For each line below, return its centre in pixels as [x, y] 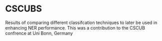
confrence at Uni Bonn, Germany [39, 33]
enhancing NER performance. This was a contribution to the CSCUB [75, 27]
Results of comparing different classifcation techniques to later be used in [81, 22]
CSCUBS [24, 9]
